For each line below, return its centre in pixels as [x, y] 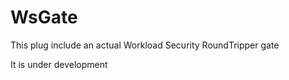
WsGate [44, 17]
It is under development [59, 64]
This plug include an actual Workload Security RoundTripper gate [145, 45]
